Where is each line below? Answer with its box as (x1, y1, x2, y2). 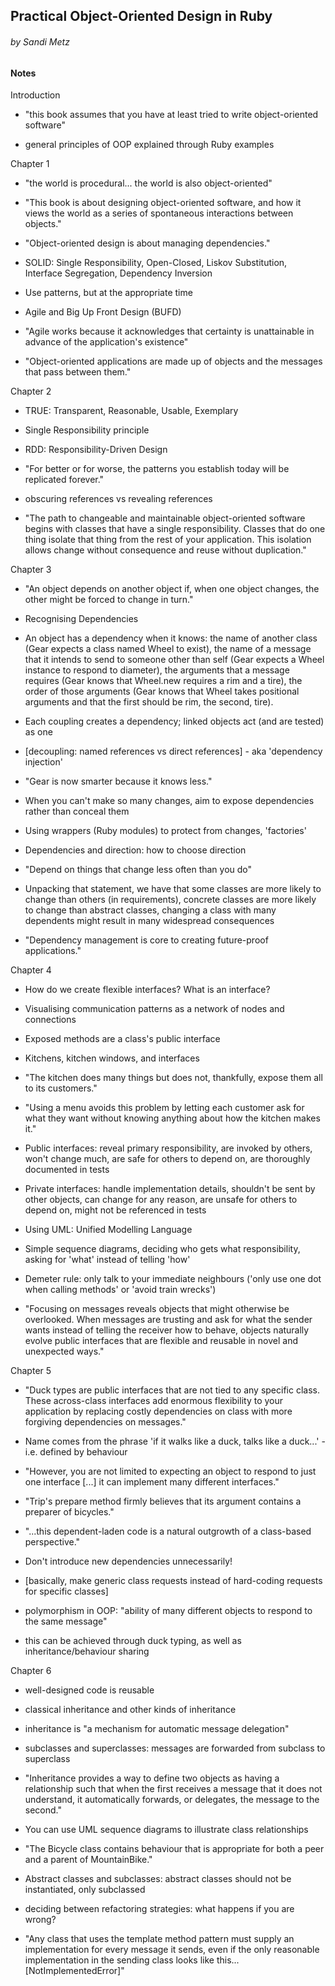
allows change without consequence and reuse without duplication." (24, 544, 307, 556)
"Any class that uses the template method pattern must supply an (24, 1933, 295, 1945)
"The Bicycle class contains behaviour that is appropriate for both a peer (24, 1843, 325, 1855)
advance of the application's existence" (24, 336, 189, 348)
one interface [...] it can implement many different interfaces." (24, 1476, 280, 1488)
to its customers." (24, 1082, 98, 1094)
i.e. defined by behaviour (24, 1446, 128, 1458)
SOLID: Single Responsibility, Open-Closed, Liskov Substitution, (24, 257, 288, 269)
